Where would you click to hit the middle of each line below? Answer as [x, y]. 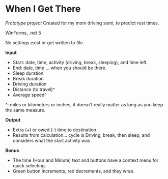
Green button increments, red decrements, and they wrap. [74, 171]
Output [13, 120]
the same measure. [25, 110]
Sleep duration [28, 73]
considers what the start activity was [51, 140]
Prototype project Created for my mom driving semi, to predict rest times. [82, 23]
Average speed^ [30, 95]
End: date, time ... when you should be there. [60, 68]
